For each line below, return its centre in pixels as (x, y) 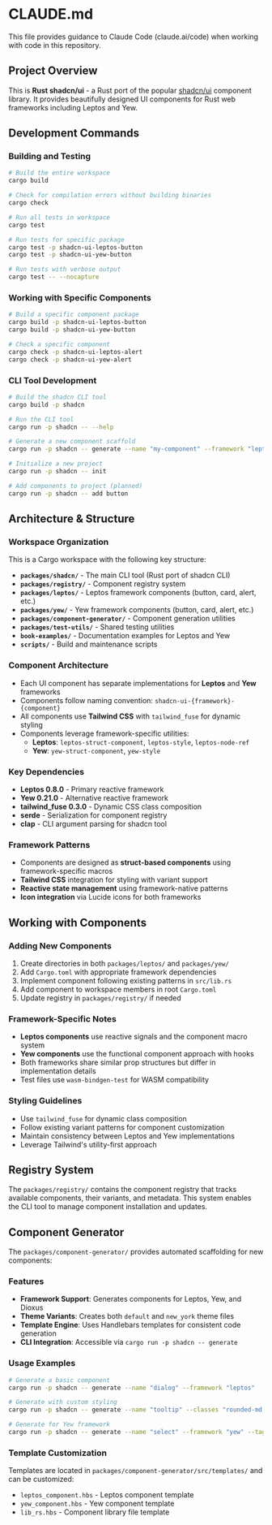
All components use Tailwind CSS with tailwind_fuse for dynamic (130, 716)
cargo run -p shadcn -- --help (61, 427)
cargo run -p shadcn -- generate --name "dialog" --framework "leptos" (132, 1388)
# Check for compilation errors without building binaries (110, 196)
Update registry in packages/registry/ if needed (101, 998)
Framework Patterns (49, 845)
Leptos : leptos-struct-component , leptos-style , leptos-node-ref (140, 742)
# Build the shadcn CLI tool (57, 397)
